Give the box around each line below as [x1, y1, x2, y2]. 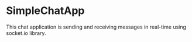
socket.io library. [6, 29, 46, 36]
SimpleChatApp [6, 4, 85, 17]
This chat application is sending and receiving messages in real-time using [6, 23, 186, 30]
